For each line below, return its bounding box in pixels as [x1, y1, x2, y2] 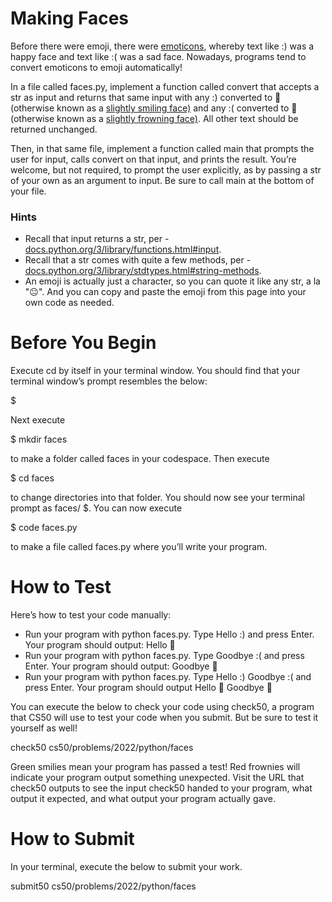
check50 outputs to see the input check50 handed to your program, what [10, 782, 313, 794]
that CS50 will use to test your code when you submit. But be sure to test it [10, 712, 319, 724]
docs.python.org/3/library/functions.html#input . [24, 243, 222, 256]
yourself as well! [10, 722, 78, 734]
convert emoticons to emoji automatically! [10, 61, 183, 73]
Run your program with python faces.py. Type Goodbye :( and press [24, 650, 305, 662]
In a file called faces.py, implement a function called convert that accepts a [10, 80, 320, 92]
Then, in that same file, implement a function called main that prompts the [10, 142, 315, 154]
